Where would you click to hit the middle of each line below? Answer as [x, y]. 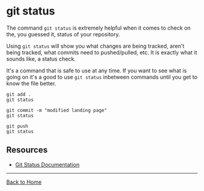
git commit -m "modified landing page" [57, 110]
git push [17, 126]
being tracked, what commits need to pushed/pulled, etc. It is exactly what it [102, 52]
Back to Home [24, 182]
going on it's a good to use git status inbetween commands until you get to [102, 77]
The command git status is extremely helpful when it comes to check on [99, 28]
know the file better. [31, 83]
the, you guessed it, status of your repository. [63, 34]
